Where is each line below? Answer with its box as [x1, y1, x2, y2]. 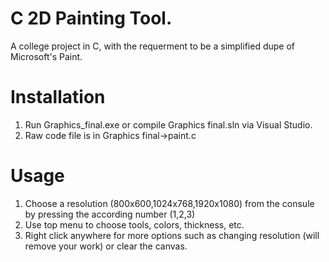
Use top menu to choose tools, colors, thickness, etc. [24, 218, 245, 231]
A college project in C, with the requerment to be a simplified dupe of [10, 40, 295, 52]
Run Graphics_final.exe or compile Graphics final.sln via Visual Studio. [24, 118, 313, 131]
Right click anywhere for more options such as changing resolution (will [24, 229, 320, 241]
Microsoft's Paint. [10, 50, 83, 62]
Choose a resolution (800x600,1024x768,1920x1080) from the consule [24, 197, 315, 209]
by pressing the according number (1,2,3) [24, 208, 196, 220]
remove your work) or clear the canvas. [24, 240, 188, 252]
